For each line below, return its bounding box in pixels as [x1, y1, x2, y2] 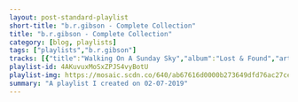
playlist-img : [9, 71, 62, 80]
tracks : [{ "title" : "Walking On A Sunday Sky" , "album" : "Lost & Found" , [9, 54, 276, 63]
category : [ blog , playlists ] [9, 37, 117, 47]
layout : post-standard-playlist [9, 12, 129, 22]
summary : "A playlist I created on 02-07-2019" [9, 79, 189, 88]
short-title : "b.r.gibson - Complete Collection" [9, 21, 197, 30]
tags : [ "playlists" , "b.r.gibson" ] [9, 46, 137, 55]
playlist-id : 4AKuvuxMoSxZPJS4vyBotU [9, 63, 149, 72]
